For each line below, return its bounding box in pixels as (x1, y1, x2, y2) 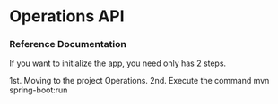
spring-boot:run (9, 84, 68, 95)
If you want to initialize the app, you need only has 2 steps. (9, 58, 227, 68)
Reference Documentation (9, 38, 127, 51)
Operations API (9, 6, 125, 27)
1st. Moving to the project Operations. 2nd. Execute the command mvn (9, 76, 270, 86)
